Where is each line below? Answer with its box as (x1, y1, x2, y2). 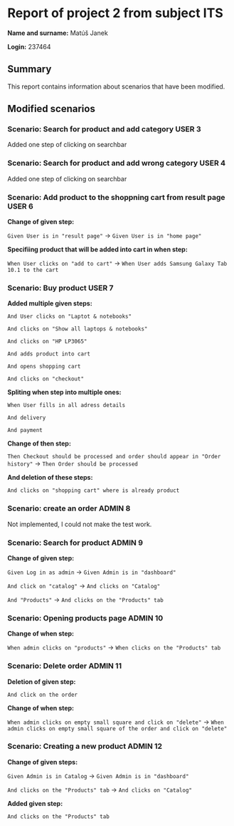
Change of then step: (7, 439, 71, 448)
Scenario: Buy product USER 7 (7, 283, 114, 293)
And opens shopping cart (7, 363, 81, 371)
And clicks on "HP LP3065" (7, 338, 87, 346)
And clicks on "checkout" (7, 376, 84, 383)
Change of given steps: (7, 757, 78, 766)
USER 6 (7, 201, 33, 211)
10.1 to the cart (7, 266, 59, 274)
